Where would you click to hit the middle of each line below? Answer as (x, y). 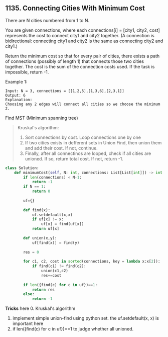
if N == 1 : (35, 187)
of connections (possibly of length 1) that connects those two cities (75, 61)
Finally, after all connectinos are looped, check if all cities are (88, 153)
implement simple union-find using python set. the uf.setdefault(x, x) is (86, 318)
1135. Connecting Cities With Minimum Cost (75, 8)
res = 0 (31, 252)
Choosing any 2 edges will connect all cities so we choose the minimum (83, 104)
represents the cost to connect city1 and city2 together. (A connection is (80, 35)
